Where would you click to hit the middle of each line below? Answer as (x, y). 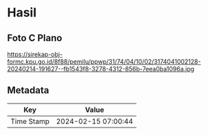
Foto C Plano (35, 38)
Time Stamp (30, 121)
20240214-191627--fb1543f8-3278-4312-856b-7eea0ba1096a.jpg (101, 69)
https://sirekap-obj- (35, 54)
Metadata (28, 90)
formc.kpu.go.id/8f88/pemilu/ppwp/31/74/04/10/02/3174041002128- (104, 62)
